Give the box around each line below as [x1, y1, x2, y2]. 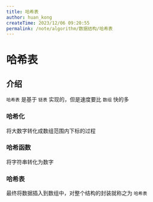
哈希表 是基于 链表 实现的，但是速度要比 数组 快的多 [6, 96, 129, 103]
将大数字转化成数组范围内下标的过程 [6, 127, 96, 134]
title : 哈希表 [6, 8, 39, 15]
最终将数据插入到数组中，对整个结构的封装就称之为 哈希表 [6, 189, 148, 197]
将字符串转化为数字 [6, 158, 54, 165]
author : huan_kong [6, 14, 52, 20]
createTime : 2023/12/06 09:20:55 [6, 20, 90, 26]
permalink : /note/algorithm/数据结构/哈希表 [6, 25, 113, 32]
